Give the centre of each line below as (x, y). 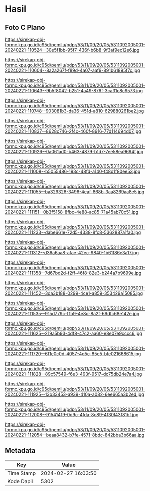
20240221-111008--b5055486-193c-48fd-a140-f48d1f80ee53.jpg (73, 171)
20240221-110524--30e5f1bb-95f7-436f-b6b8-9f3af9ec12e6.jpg (72, 50)
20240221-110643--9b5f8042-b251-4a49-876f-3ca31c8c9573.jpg (74, 90)
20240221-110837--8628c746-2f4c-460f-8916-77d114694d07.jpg (73, 131)
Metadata (20, 450)
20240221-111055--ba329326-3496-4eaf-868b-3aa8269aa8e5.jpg (75, 192)
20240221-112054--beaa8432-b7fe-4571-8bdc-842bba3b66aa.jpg (75, 435)
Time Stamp (22, 473)
